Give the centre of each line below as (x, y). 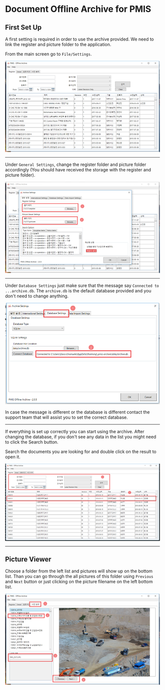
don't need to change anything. (37, 296)
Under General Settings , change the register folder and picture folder (76, 164)
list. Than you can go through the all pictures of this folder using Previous (79, 576)
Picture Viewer (28, 559)
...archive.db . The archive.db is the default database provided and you (78, 290)
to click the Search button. (32, 442)
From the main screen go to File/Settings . (48, 54)
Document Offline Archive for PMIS (78, 9)
